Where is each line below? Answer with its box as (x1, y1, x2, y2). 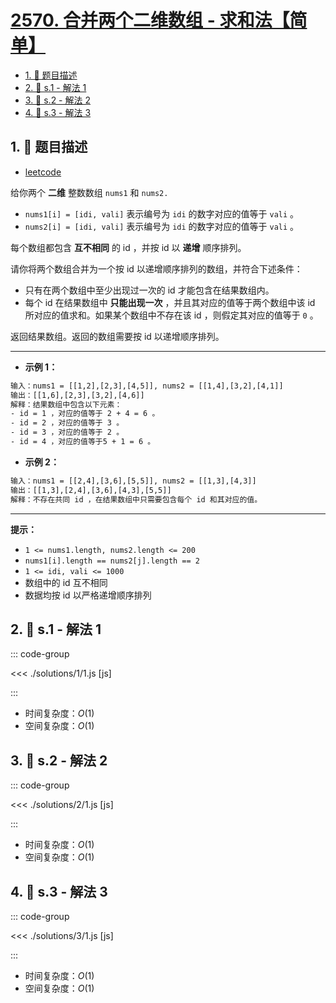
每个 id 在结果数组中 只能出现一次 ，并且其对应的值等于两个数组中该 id (24, 296, 316, 308)
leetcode (24, 166, 62, 178)
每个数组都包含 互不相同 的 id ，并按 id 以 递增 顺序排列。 (10, 241, 247, 253)
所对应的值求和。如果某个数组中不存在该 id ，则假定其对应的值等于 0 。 (24, 309, 319, 321)
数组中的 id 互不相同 (24, 576, 108, 588)
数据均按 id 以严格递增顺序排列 (24, 589, 152, 601)
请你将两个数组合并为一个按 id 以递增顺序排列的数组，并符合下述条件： (10, 262, 303, 275)
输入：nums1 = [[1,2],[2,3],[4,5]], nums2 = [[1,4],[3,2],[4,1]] (10, 381, 284, 391)
